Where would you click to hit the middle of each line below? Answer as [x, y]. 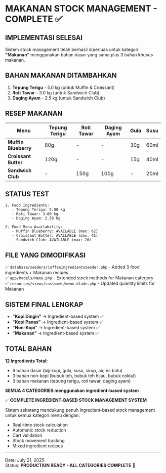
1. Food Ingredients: [27, 206]
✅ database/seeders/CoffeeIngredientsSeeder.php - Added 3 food [72, 267]
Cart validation [27, 435]
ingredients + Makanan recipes [37, 273]
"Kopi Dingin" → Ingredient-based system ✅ [58, 316]
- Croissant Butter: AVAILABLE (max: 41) [55, 236]
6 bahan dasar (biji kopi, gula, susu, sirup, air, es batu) [67, 370]
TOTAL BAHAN [28, 349]
